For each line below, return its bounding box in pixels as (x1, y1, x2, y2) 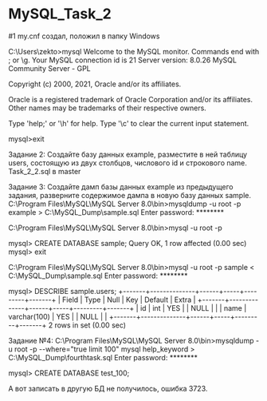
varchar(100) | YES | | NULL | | (8, 312, 108, 321)
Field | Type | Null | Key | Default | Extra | (62, 295, 196, 304)
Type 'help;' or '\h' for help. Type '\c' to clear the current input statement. (8, 118, 249, 128)
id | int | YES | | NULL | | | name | (139, 303, 247, 312)
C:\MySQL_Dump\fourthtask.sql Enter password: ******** (8, 352, 198, 362)
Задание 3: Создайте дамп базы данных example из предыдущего (8, 181, 234, 192)
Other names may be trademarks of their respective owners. (8, 103, 207, 113)
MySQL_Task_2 (8, 5, 112, 23)
